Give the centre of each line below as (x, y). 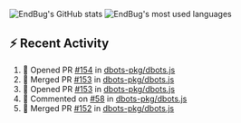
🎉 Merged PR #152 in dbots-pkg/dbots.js (98, 108)
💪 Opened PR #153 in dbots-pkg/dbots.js (98, 89)
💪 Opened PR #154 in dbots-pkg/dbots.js (99, 70)
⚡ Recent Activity (59, 44)
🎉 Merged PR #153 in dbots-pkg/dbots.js (98, 79)
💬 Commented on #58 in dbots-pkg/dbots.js (105, 99)
